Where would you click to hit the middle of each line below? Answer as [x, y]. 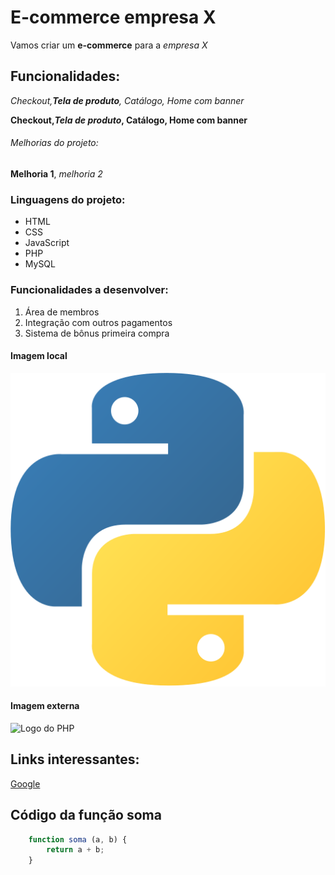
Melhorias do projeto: [54, 143]
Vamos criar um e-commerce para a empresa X [109, 45]
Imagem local [39, 356]
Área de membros [62, 312]
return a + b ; [75, 850]
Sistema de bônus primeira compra [97, 333]
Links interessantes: [75, 759]
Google [25, 783]
